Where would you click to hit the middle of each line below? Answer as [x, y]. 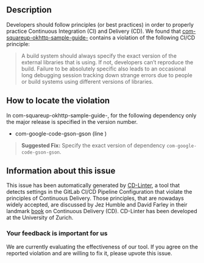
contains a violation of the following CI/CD [142, 37]
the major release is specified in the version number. [72, 121]
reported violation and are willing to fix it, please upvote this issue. [89, 253]
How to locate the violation [58, 101]
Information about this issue [61, 171]
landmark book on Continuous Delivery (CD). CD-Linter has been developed [102, 211]
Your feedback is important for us [57, 233]
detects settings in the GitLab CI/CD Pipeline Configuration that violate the [99, 192]
